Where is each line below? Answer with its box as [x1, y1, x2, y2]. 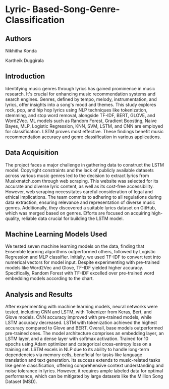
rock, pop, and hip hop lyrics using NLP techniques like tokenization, [5, 107, 148, 113]
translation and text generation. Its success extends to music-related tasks [5, 357, 160, 363]
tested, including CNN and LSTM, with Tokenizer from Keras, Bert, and [5, 309, 152, 315]
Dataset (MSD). [5, 378, 37, 384]
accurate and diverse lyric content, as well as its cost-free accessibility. [5, 183, 154, 189]
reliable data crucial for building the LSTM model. [21, 215, 124, 221]
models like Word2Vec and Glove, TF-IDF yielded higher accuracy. [5, 265, 144, 271]
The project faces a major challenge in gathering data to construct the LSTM [5, 161, 164, 168]
